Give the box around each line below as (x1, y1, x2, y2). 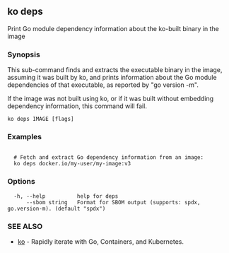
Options (7, 177, 35, 187)
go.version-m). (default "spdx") (7, 205, 106, 212)
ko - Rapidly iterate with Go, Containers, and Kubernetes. (17, 237, 184, 246)
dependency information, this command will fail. (7, 102, 147, 110)
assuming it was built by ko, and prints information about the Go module (7, 73, 217, 82)
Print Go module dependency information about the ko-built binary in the (7, 24, 219, 33)
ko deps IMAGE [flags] (7, 116, 74, 123)
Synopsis (7, 49, 40, 59)
